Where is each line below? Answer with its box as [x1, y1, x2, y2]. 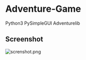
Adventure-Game [5, 3, 81, 15]
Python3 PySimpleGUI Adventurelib [5, 20, 80, 26]
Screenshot [5, 35, 44, 44]
